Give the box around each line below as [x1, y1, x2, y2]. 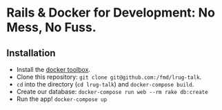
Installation [6, 47, 56, 59]
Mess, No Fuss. [6, 19, 97, 35]
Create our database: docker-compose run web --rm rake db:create [16, 88, 208, 95]
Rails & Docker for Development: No [6, 5, 215, 21]
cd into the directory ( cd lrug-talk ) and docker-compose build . [16, 80, 194, 88]
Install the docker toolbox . [16, 66, 91, 73]
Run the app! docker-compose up [16, 95, 108, 103]
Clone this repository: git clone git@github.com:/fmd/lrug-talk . [16, 73, 202, 81]
